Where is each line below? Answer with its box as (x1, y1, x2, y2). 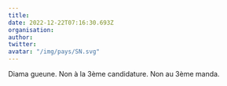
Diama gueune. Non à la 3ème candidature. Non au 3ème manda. (8, 70, 220, 78)
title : (8, 11, 30, 20)
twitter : (8, 41, 37, 48)
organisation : (8, 26, 55, 34)
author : (8, 33, 34, 41)
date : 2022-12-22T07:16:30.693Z (8, 19, 114, 27)
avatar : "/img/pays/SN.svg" (8, 48, 101, 56)
